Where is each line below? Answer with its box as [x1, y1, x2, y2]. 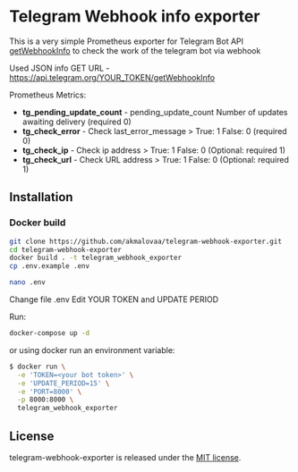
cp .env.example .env [9, 262, 90, 271]
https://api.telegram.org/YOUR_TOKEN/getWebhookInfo [9, 72, 216, 82]
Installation [9, 190, 73, 205]
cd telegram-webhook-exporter [9, 245, 123, 254]
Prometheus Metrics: [9, 89, 87, 100]
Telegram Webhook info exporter [9, 6, 260, 27]
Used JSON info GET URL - [9, 63, 110, 73]
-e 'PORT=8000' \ [17, 387, 82, 396]
